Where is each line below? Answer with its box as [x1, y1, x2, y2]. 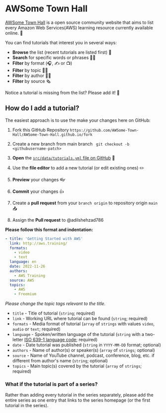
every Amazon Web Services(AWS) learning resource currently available [5, 24, 153, 30]
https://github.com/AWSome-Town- [70, 128, 139, 133]
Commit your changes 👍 [12, 188, 64, 194]
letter [12, 336, 23, 343]
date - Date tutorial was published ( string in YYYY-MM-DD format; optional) [12, 342, 161, 348]
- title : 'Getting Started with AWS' [5, 236, 83, 241]
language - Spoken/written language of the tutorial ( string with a [12, 331, 145, 337]
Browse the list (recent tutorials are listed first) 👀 [12, 49, 112, 55]
